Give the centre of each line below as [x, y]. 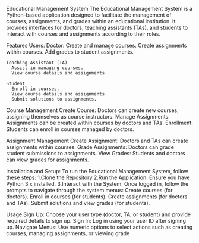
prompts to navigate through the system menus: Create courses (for [90, 190]
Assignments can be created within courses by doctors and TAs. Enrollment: [99, 123]
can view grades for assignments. [48, 160]
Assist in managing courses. [48, 68]
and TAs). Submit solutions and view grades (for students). [78, 203]
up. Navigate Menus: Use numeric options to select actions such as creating [99, 227]
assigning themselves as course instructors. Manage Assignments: [88, 116]
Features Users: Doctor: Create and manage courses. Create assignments [97, 45]
